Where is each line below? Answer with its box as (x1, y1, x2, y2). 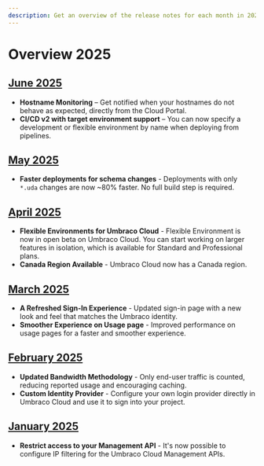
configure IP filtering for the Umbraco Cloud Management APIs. (19, 449, 225, 458)
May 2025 (8, 154, 59, 167)
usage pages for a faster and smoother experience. (19, 328, 186, 338)
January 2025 (8, 420, 79, 433)
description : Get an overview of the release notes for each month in (8, 11, 244, 20)
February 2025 (8, 351, 83, 365)
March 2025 (8, 282, 69, 295)
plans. (19, 251, 40, 261)
